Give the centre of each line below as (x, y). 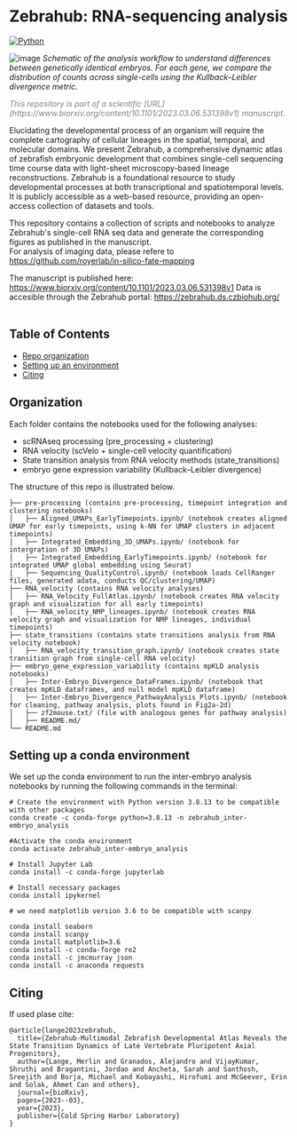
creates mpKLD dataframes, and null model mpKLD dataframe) (123, 689)
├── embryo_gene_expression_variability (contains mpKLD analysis (134, 666)
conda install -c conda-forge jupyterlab (87, 872)
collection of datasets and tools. (96, 205)
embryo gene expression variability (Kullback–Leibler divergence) (142, 469)
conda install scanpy (49, 934)
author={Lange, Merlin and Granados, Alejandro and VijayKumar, (138, 1062)
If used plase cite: (42, 1014)
